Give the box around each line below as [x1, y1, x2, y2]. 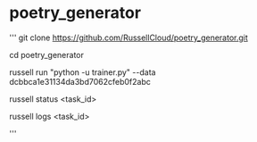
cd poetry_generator [9, 49, 85, 60]
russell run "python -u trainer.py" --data [9, 66, 156, 78]
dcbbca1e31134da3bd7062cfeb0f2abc [9, 76, 152, 87]
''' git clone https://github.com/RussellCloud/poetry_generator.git [9, 32, 248, 43]
